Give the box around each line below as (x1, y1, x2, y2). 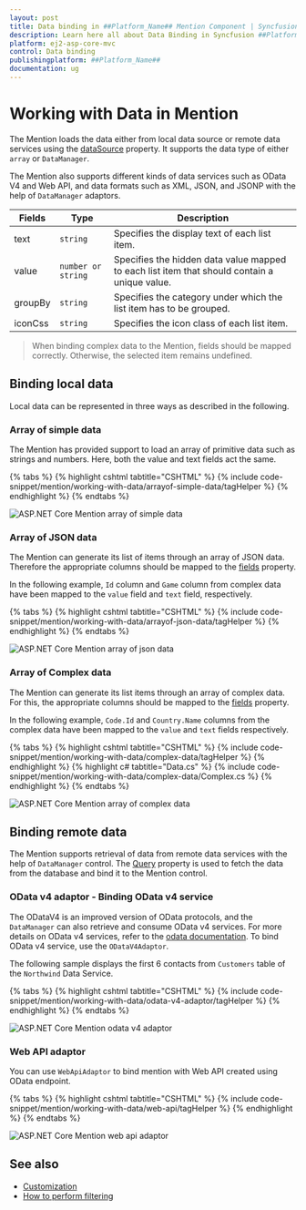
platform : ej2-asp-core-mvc (9, 38, 117, 48)
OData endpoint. (9, 1075, 71, 1086)
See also (9, 1156, 59, 1172)
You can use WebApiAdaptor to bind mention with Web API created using (9, 1065, 278, 1076)
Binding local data (9, 376, 114, 392)
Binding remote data (9, 824, 127, 839)
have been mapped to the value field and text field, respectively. (9, 589, 253, 600)
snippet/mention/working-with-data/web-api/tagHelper (9, 1102, 218, 1113)
